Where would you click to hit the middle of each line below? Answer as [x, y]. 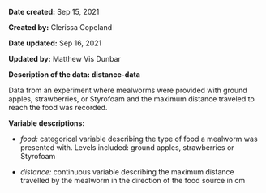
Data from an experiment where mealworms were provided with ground [128, 90]
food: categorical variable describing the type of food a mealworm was [139, 139]
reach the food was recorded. [58, 107]
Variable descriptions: [47, 123]
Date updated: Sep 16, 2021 [55, 43]
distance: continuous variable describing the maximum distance [127, 172]
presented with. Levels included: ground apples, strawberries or [127, 148]
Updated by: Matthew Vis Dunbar [65, 59]
